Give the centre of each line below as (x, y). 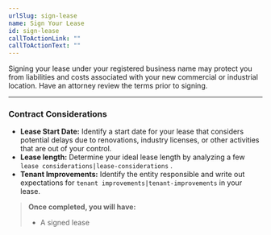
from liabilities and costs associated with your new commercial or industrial (133, 77)
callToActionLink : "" (45, 38)
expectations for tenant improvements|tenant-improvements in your (131, 183)
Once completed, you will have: (82, 207)
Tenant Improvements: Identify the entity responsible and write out (132, 175)
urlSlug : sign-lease (43, 16)
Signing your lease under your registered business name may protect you (130, 68)
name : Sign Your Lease (46, 23)
